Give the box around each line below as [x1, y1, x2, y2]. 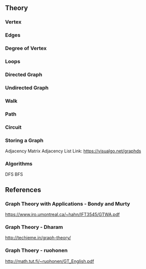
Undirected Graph [5, 84, 49, 91]
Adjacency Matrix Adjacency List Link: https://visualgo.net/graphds [5, 148, 142, 154]
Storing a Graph [5, 137, 44, 144]
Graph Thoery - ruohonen [5, 247, 68, 254]
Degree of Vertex [5, 45, 47, 52]
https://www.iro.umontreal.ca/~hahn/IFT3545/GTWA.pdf [5, 211, 120, 217]
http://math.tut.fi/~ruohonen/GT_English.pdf [5, 258, 94, 264]
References [5, 186, 41, 194]
